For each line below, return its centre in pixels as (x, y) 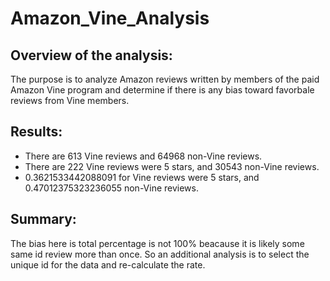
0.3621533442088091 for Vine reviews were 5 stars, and (142, 177)
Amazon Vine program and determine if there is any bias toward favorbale (162, 90)
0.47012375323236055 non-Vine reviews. (112, 188)
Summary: (43, 219)
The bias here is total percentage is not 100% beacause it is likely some (157, 243)
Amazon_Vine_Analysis (110, 18)
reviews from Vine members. (70, 100)
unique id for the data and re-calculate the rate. (108, 264)
